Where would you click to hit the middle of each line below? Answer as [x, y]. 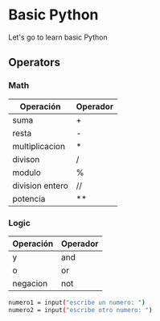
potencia [29, 198]
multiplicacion [39, 146]
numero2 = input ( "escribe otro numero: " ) [80, 310]
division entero [40, 186]
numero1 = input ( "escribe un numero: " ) [77, 302]
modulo [27, 173]
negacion [30, 283]
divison [26, 159]
